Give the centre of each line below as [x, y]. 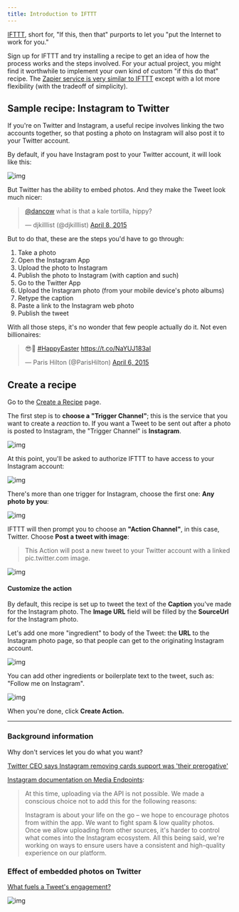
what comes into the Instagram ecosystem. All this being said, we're [124, 837]
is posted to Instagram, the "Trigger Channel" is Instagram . [94, 431]
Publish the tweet [43, 313]
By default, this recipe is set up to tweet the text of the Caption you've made [119, 604]
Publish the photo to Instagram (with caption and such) [98, 275]
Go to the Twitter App [49, 283]
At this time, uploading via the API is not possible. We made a [115, 794]
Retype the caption [46, 298]
